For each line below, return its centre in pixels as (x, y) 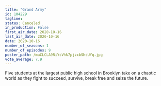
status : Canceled (23, 23)
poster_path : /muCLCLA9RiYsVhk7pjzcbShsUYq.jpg (54, 55)
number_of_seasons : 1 (27, 46)
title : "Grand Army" (26, 9)
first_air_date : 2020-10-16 (33, 32)
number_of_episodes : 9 (28, 50)
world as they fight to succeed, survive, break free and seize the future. (77, 78)
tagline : (14, 18)
